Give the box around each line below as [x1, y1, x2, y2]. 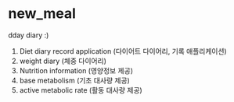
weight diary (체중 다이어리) [19, 56, 107, 65]
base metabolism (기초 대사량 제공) [19, 76, 131, 85]
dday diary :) [8, 30, 49, 40]
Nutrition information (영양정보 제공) [19, 65, 134, 75]
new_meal [8, 5, 77, 23]
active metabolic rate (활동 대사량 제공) [19, 85, 142, 94]
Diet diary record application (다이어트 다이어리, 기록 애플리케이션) [19, 46, 227, 55]
